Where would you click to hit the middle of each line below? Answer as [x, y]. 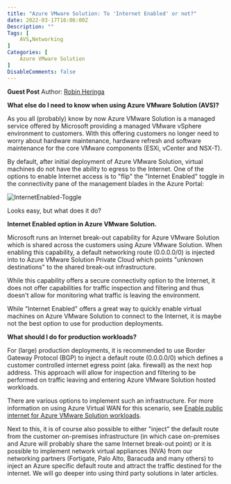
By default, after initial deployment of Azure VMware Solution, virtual [105, 161]
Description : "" [31, 26]
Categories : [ [28, 53]
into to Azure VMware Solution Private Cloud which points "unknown [105, 259]
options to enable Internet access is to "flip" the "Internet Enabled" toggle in [116, 176]
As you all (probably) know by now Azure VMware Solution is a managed [111, 118]
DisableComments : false [42, 72]
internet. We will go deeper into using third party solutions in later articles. [113, 473]
